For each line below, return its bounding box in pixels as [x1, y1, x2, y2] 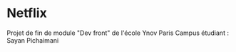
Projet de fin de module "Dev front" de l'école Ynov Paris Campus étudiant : [6, 28, 230, 37]
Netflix [6, 5, 47, 21]
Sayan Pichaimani [6, 36, 59, 44]
